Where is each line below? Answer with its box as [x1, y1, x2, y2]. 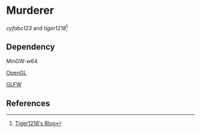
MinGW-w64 [6, 58, 38, 65]
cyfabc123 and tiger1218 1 [6, 23, 68, 32]
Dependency [6, 41, 55, 52]
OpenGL [6, 69, 27, 77]
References [6, 98, 50, 108]
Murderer [6, 4, 54, 17]
